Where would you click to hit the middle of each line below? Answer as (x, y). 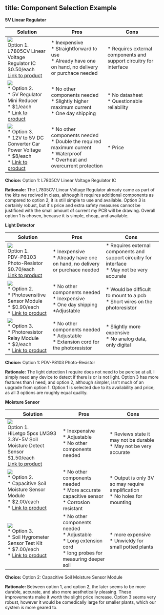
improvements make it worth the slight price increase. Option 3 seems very (81, 597)
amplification (124, 490)
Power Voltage (24, 150)
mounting (121, 502)
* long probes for (82, 553)
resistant (73, 508)
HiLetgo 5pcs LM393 (32, 433)
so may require (127, 484)
